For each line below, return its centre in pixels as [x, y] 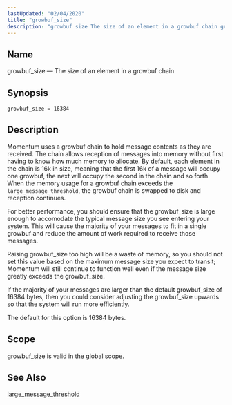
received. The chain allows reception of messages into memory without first [115, 153]
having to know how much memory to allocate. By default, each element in [113, 161]
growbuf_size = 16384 [38, 109]
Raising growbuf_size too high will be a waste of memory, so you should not [115, 254]
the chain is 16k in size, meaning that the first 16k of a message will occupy [114, 168]
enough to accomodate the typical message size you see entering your [108, 218]
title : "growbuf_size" [40, 20]
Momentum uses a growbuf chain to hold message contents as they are [109, 147]
